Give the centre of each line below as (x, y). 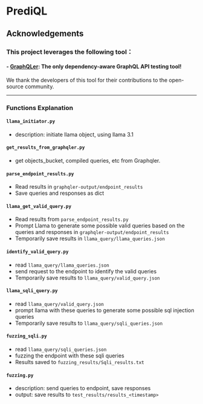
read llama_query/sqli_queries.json (61, 350)
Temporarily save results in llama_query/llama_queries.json (90, 239)
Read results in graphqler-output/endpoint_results (79, 187)
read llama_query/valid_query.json (59, 304)
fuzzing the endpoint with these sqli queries (70, 356)
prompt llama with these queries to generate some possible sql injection (105, 310)
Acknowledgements (45, 34)
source (15, 86)
